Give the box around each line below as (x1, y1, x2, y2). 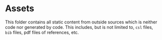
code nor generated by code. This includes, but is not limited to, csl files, (5, 24, 153, 30)
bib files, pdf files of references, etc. (5, 29, 79, 35)
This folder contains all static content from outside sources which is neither (5, 19, 158, 25)
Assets (5, 3, 34, 14)
